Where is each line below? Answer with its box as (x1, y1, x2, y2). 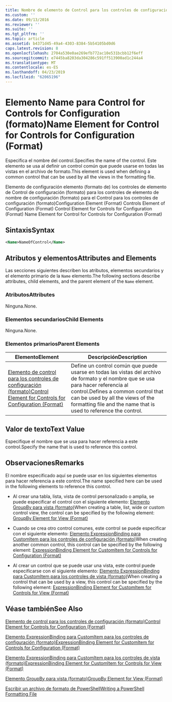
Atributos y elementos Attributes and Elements (5, 254, 157, 262)
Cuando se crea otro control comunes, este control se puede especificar (12, 525, 166, 531)
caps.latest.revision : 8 (5, 46, 58, 51)
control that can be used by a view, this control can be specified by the (12, 579, 163, 585)
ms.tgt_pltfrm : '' (5, 31, 45, 37)
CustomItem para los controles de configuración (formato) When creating (12, 536, 167, 542)
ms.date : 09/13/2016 (5, 17, 50, 22)
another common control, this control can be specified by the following (12, 541, 163, 548)
